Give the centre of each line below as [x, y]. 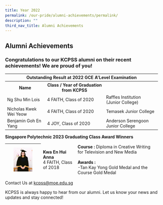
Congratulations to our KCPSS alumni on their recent [68, 60]
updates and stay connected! [34, 197]
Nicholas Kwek [22, 109]
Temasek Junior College [130, 111]
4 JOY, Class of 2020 [69, 123]
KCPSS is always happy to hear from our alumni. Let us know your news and [81, 192]
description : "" [21, 20]
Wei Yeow [17, 114]
